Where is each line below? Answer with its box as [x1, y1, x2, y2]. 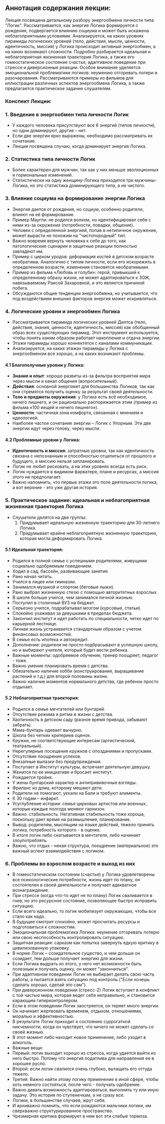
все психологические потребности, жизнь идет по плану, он [12, 877, 140, 883]
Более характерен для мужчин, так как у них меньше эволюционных [12, 167, 159, 173]
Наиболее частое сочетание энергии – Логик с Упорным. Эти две [12, 420, 151, 426]
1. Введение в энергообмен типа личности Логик [5, 111, 129, 118]
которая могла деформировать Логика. [19, 535, 103, 541]
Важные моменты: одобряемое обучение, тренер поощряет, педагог [12, 652, 159, 658]
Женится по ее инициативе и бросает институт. [12, 769, 113, 775]
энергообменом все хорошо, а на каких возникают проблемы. [12, 351, 145, 357]
